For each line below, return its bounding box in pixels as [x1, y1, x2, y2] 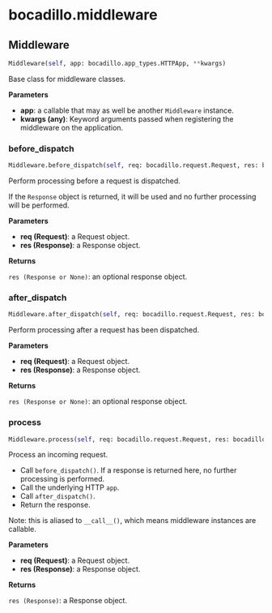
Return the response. [19, 500, 91, 510]
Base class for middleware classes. [8, 74, 126, 84]
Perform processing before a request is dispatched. [8, 176, 181, 186]
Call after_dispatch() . [19, 491, 96, 501]
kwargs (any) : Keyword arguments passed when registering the [19, 114, 234, 123]
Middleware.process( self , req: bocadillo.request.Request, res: [8, 435, 230, 444]
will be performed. [8, 200, 70, 210]
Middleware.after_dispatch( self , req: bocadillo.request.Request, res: [8, 311, 255, 319]
